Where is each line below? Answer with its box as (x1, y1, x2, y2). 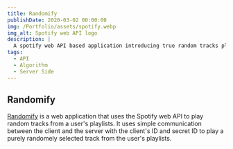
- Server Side (13, 68, 54, 75)
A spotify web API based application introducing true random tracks (13, 42, 218, 49)
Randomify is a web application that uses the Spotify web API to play (7, 112, 204, 121)
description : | (7, 36, 51, 43)
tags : (7, 49, 23, 56)
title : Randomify (7, 10, 58, 17)
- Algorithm (13, 62, 49, 69)
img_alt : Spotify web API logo (7, 29, 98, 37)
